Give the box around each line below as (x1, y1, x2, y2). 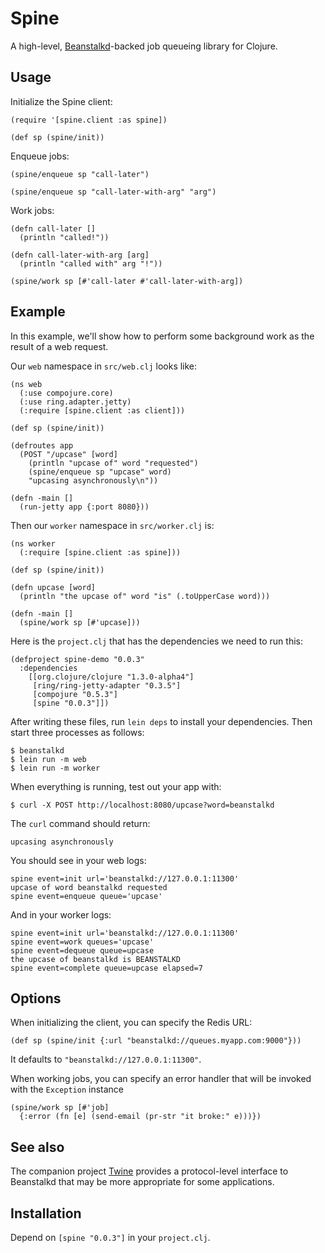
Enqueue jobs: (10, 150, 70, 162)
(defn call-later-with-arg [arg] (10, 250, 150, 260)
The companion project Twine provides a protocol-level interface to (10, 1165, 289, 1177)
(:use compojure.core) (19, 388, 114, 398)
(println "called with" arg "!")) (19, 258, 163, 269)
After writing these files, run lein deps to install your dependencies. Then (10, 715, 313, 727)
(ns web (10, 379, 43, 389)
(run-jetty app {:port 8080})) (19, 502, 150, 512)
